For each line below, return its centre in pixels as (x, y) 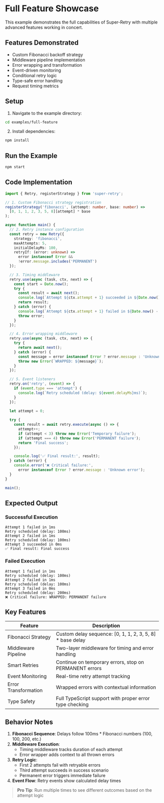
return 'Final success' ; (43, 443)
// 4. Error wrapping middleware (43, 334)
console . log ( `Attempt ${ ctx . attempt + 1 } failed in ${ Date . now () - (88, 311)
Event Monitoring (27, 676)
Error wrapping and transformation (47, 65)
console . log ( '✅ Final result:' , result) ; (57, 456)
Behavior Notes (29, 722)
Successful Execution (31, 517)
